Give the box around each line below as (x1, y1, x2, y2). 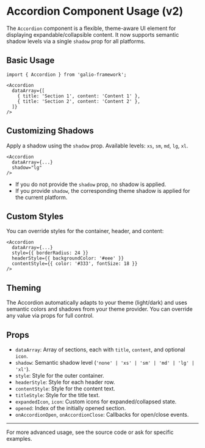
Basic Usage (6, 55, 55, 65)
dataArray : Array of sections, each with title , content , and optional (15, 346, 185, 353)
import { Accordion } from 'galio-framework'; (6, 72, 127, 78)
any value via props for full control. (6, 312, 94, 319)
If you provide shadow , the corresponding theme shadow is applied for (15, 187, 190, 194)
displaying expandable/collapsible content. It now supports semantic (6, 31, 179, 38)
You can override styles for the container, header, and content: (6, 228, 164, 235)
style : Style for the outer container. (15, 372, 105, 379)
